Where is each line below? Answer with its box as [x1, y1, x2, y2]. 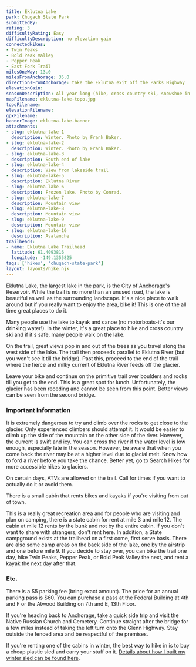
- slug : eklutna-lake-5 [6, 173, 65, 179]
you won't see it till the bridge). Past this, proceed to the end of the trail [6, 354, 178, 362]
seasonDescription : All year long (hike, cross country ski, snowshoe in [6, 91, 191, 97]
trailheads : [6, 238, 35, 244]
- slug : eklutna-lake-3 [6, 151, 65, 157]
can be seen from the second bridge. [6, 391, 96, 398]
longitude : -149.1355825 [11, 255, 72, 261]
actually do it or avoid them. [6, 481, 73, 488]
